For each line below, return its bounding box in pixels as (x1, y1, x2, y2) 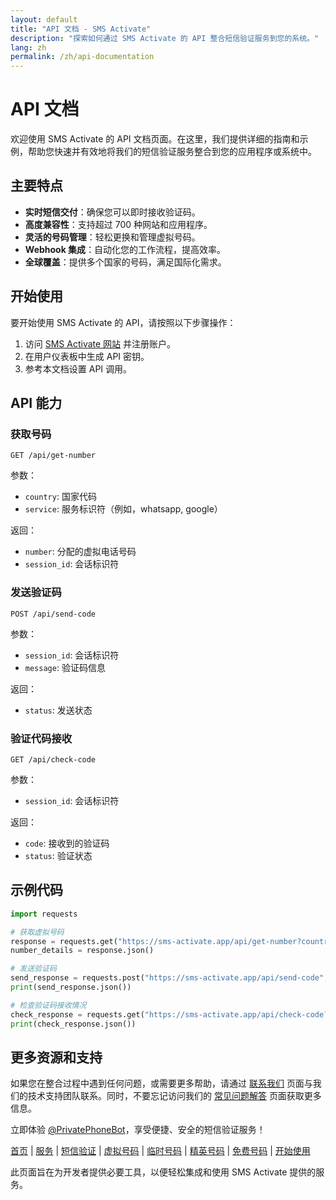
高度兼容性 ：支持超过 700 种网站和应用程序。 (24, 218, 213, 230)
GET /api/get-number (10, 451, 97, 461)
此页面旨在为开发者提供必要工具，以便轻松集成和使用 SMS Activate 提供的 (10, 1166, 317, 1178)
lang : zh (10, 42, 47, 53)
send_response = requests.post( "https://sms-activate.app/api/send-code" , (10, 973, 329, 983)
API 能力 (10, 395, 63, 412)
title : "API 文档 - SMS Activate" (10, 24, 152, 34)
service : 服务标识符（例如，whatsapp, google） (24, 503, 223, 515)
